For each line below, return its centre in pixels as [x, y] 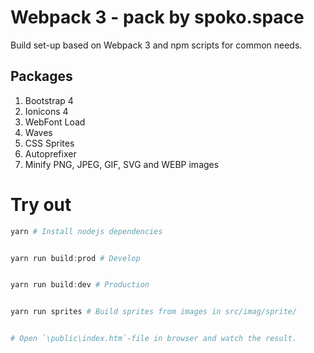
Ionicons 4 [46, 111]
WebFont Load [55, 122]
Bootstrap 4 [49, 100]
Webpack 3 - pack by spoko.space [157, 17]
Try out [41, 204]
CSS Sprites [49, 143]
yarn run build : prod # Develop [75, 258]
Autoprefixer [50, 153]
